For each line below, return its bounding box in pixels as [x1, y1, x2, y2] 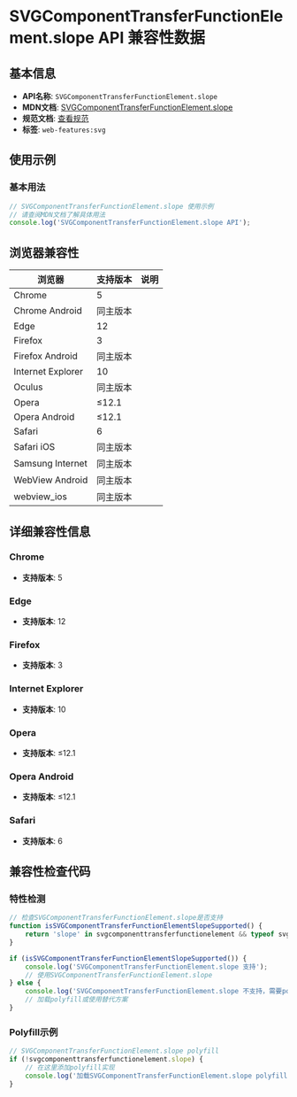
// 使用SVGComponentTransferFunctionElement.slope [25, 970, 213, 979]
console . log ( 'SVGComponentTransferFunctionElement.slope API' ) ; [9, 219, 251, 228]
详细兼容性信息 [9, 524, 91, 539]
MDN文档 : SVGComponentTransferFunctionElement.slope [21, 102, 233, 112]
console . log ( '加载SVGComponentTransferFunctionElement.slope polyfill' [25, 1071, 292, 1080]
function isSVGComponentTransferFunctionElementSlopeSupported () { [9, 922, 263, 931]
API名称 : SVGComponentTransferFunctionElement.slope [21, 91, 218, 101]
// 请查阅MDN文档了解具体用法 [9, 210, 106, 219]
